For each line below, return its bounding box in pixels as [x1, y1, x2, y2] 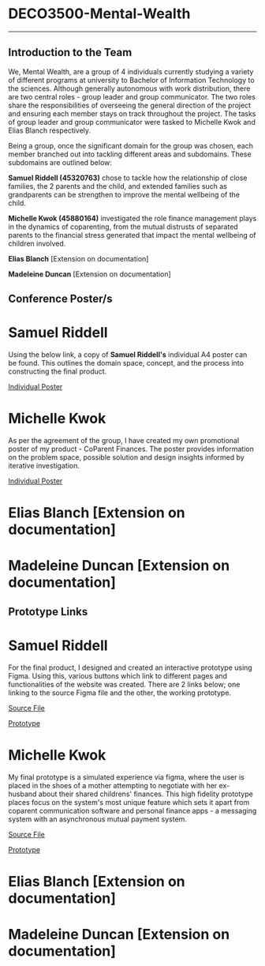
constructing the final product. [8, 366, 107, 376]
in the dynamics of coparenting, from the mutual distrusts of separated [8, 222, 238, 231]
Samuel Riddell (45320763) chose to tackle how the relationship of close [8, 173, 248, 182]
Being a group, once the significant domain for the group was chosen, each [8, 141, 254, 150]
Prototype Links [8, 605, 88, 618]
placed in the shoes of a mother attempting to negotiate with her [8, 780, 218, 790]
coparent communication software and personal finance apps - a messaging [8, 806, 257, 815]
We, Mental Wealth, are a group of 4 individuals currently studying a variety [8, 66, 254, 76]
